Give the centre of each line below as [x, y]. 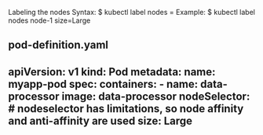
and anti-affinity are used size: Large [100, 120]
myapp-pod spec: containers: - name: [103, 84]
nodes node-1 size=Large [49, 20]
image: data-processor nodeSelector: [156, 96]
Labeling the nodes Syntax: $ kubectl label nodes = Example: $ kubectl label [131, 12]
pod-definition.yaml [58, 45]
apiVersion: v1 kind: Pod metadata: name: [112, 72]
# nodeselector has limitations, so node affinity [126, 109]
